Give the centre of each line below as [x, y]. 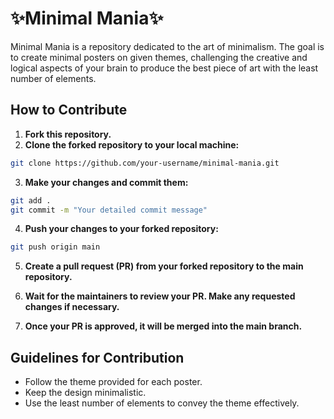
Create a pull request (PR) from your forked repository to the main [164, 266]
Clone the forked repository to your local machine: [132, 144]
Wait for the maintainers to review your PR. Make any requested [160, 296]
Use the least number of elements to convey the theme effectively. [162, 403]
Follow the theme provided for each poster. [113, 382]
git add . [31, 200]
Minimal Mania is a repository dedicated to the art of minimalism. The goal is [167, 46]
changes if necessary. [72, 307]
